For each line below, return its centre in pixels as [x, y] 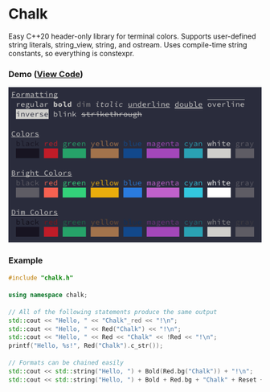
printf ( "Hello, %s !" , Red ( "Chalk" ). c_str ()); [86, 346]
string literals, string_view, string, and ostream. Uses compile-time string [128, 44]
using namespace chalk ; [48, 295]
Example [26, 260]
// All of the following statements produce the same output [113, 312]
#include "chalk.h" [41, 278]
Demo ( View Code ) [46, 74]
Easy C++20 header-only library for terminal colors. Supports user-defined [132, 36]
